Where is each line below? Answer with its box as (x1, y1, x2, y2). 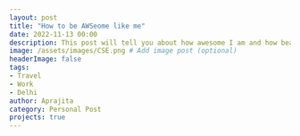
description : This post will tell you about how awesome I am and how (9, 38, 278, 47)
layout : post (9, 13, 58, 22)
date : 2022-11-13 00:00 (9, 30, 98, 38)
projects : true (9, 113, 66, 122)
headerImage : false (9, 55, 82, 64)
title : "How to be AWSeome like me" (9, 21, 146, 30)
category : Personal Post (9, 105, 102, 114)
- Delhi (9, 88, 38, 97)
